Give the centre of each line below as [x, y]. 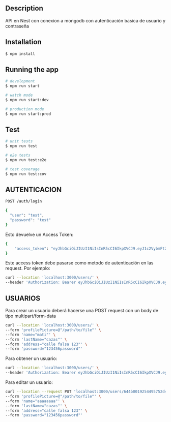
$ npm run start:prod [28, 114]
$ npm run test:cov [26, 174]
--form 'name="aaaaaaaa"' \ [35, 401]
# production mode [25, 109]
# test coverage [22, 169]
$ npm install [20, 54]
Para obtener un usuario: [31, 358]
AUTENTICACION [34, 190]
